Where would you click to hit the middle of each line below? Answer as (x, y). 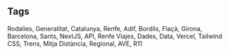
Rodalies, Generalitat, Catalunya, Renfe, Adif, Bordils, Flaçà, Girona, (105, 28)
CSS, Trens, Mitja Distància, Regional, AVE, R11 (75, 43)
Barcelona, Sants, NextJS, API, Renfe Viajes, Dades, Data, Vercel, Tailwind (115, 36)
